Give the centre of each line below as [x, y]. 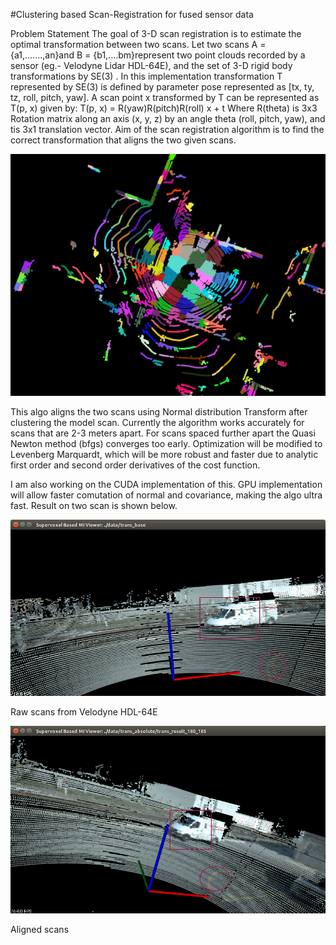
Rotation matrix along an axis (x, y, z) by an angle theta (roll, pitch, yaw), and [168, 118]
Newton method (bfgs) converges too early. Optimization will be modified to [166, 444]
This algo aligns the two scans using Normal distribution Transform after [159, 412]
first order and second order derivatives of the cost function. [135, 465]
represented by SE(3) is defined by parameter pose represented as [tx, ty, [162, 87]
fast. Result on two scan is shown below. [94, 506]
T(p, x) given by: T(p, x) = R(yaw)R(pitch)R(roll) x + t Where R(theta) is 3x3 [164, 108]
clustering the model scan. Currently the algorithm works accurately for [157, 423]
